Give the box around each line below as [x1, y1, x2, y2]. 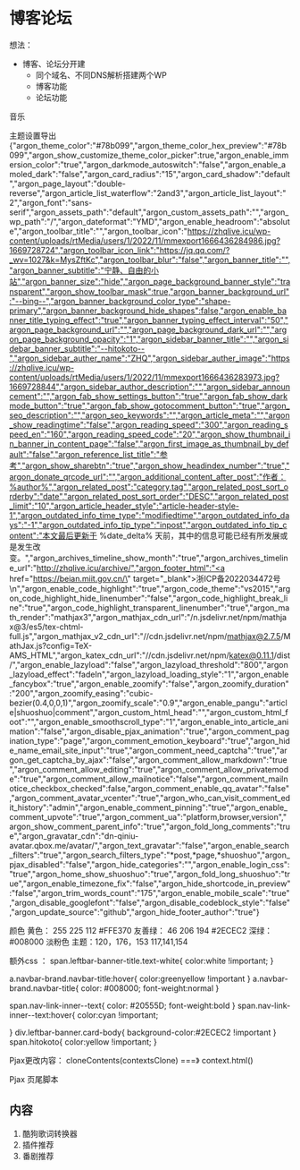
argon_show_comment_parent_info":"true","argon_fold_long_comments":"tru [9, 821, 290, 832]
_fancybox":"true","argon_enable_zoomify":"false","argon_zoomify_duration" [9, 678, 290, 689]
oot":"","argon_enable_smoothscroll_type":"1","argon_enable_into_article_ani [9, 716, 289, 727]
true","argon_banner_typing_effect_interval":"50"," [104, 314, 288, 325]
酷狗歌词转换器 [21, 1128, 78, 1139]
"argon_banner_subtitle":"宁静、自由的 [9, 265, 152, 276]
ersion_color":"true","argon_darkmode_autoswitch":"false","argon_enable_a [9, 158, 287, 170]
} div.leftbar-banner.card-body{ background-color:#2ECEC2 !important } [9, 1027, 277, 1038]
